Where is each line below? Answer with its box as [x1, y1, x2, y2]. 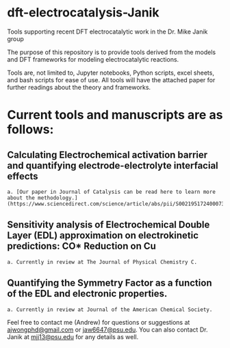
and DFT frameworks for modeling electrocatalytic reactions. [7, 55, 179, 63]
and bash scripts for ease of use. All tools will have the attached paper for [7, 75, 216, 84]
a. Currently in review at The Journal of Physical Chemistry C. [7, 258, 197, 265]
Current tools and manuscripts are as [7, 108, 223, 123]
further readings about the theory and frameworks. [7, 83, 151, 91]
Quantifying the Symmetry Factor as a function [7, 277, 212, 289]
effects [7, 170, 39, 182]
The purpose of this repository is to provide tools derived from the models [7, 48, 216, 56]
